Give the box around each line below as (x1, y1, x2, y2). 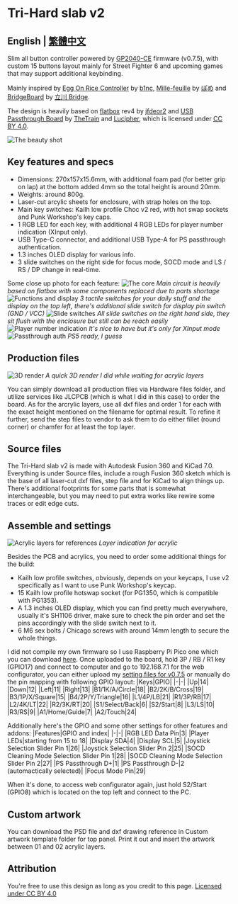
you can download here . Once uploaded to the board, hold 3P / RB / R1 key (7, 655, 225, 664)
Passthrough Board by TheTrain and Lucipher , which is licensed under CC (7, 115, 223, 123)
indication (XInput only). (17, 227, 89, 236)
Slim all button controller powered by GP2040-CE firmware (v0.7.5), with (7, 55, 219, 62)
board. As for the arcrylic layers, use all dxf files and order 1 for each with (7, 400, 222, 408)
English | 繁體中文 (7, 35, 86, 47)
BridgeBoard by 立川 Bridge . (7, 93, 90, 101)
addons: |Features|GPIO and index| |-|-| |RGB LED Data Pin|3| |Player (7, 729, 210, 738)
